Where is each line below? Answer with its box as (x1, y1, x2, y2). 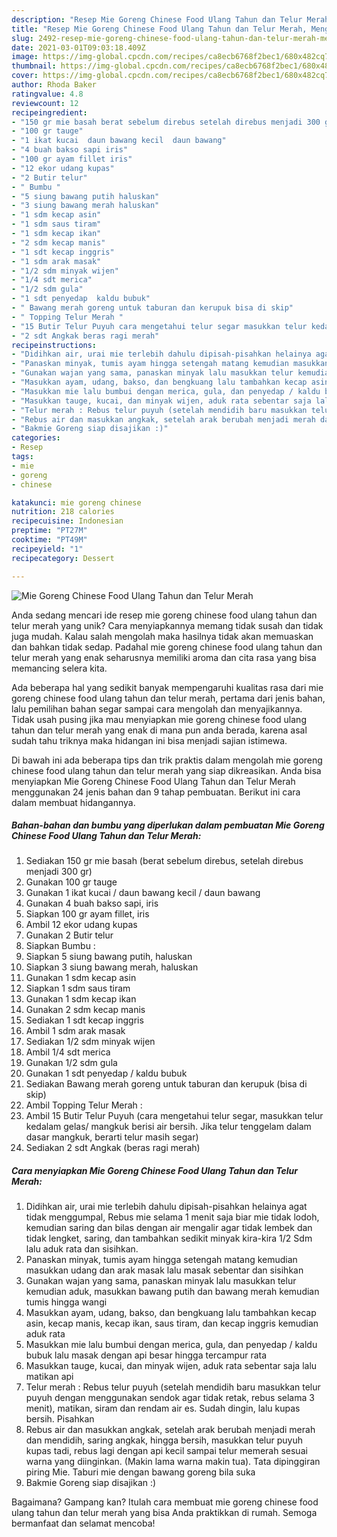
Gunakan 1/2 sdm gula (25, 1057, 118, 1069)
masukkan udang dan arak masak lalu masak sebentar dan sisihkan (25, 1264, 304, 1276)
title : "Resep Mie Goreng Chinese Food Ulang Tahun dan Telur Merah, (11, 24, 308, 34)
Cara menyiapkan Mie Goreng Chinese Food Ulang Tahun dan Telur (11, 1165, 298, 1177)
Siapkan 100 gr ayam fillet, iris (25, 908, 150, 920)
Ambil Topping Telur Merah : (25, 1099, 143, 1111)
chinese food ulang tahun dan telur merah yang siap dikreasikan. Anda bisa (11, 764, 322, 776)
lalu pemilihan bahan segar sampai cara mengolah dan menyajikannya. (11, 702, 303, 715)
